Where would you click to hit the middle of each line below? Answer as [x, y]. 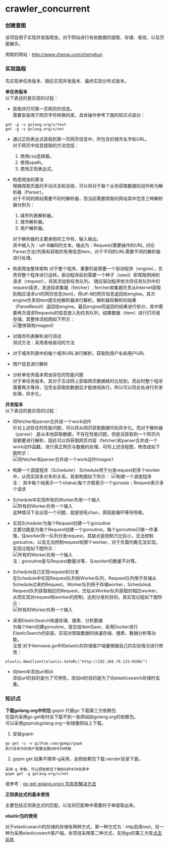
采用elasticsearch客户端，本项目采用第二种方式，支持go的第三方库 [83, 833]
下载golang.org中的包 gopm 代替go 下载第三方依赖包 [61, 711]
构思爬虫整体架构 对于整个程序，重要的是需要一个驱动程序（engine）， [86, 268]
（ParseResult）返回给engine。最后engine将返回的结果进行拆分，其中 [86, 306]
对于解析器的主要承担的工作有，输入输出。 [57, 239]
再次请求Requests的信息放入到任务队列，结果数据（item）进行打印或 [89, 313]
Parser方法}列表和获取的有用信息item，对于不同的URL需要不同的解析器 [87, 251]
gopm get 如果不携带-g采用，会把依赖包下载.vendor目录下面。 [78, 759]
